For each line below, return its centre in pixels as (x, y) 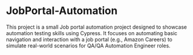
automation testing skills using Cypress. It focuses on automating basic (92, 33)
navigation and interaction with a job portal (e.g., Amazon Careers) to (89, 39)
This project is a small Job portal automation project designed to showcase (96, 27)
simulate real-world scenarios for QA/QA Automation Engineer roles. (88, 46)
